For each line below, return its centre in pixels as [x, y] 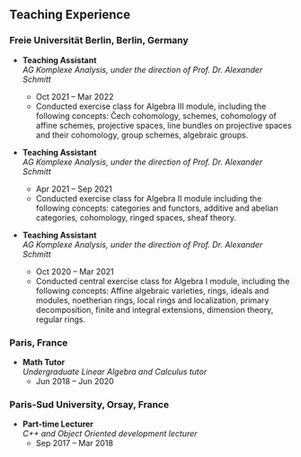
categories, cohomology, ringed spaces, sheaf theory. [136, 217]
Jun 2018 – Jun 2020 [75, 381]
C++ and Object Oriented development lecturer [110, 434]
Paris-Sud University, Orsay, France [89, 404]
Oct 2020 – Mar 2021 [75, 271]
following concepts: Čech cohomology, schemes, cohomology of [156, 115]
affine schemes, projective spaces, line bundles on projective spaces [164, 125]
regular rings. [61, 319]
